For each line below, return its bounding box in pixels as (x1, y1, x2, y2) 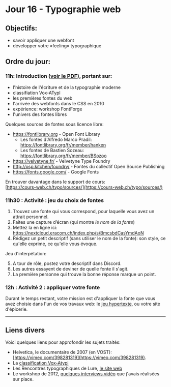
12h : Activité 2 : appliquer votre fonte (5, 284, 100, 291)
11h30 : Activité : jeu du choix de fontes (5, 197, 104, 204)
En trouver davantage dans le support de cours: (5, 178, 106, 185)
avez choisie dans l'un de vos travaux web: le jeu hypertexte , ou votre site (5, 301, 160, 307)
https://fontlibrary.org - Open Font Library (12, 131, 100, 137)
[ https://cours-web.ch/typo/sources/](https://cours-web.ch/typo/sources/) (5, 184, 163, 190)
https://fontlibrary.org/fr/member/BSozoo (20, 153, 107, 159)
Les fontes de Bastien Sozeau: (20, 147, 84, 153)
